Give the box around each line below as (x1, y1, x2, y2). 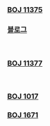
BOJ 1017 (7, 92, 39, 102)
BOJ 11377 (7, 58, 43, 68)
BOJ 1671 (7, 110, 39, 120)
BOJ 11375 (7, 5, 43, 15)
